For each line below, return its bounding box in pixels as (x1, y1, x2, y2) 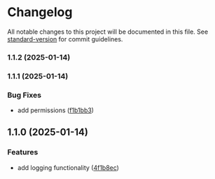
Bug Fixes (7, 90, 42, 100)
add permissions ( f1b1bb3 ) (17, 106, 95, 114)
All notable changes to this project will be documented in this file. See (7, 27, 209, 36)
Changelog (7, 4, 73, 20)
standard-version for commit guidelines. (7, 34, 123, 43)
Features (7, 147, 39, 157)
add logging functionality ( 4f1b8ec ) (17, 163, 119, 172)
